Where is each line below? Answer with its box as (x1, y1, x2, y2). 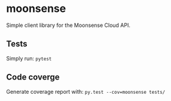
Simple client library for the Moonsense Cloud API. (6, 22, 130, 29)
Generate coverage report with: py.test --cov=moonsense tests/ (6, 88, 166, 95)
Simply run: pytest (6, 54, 52, 62)
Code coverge (6, 72, 60, 82)
